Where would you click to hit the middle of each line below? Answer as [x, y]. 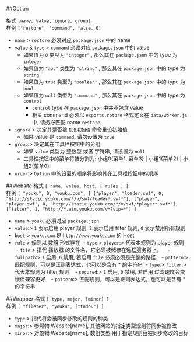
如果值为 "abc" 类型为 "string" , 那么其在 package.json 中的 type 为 [104, 68]
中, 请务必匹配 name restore [66, 122]
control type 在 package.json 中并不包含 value [88, 108]
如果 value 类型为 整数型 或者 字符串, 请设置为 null [84, 151]
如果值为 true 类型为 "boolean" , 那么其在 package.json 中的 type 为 [104, 82]
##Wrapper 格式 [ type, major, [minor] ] [58, 299]
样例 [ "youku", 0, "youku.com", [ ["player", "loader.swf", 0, [85, 193]
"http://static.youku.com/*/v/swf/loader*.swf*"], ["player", [83, 199]
